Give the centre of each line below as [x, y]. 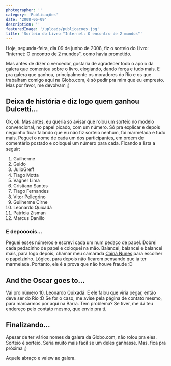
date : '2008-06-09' [26, 19]
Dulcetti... [22, 109]
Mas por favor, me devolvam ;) [38, 85]
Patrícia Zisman [30, 213]
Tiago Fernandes [31, 191]
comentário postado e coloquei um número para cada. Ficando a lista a [81, 143]
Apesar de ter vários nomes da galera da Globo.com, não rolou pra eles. [81, 337]
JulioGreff [24, 169]
